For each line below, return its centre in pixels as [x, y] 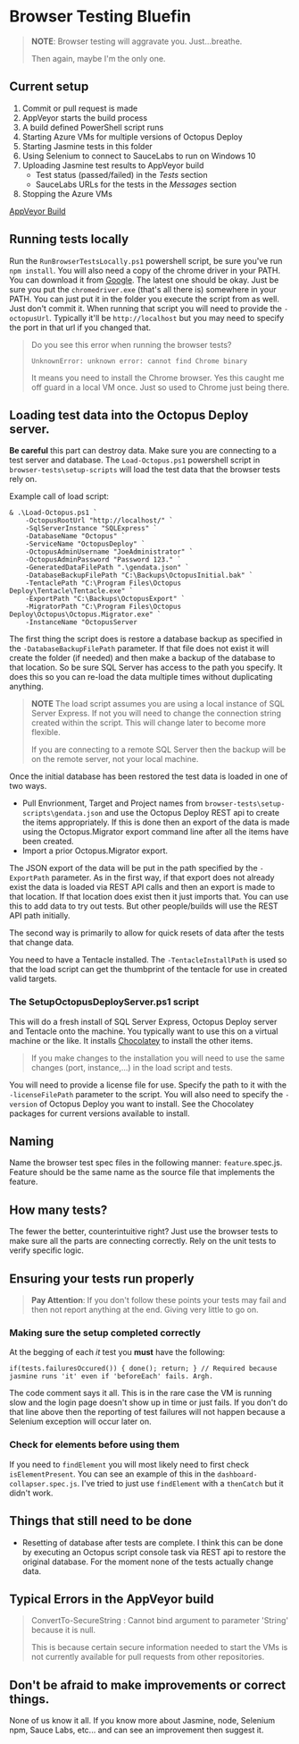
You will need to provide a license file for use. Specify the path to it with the [148, 1085]
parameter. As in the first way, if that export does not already [163, 877]
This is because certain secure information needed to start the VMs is [159, 1647]
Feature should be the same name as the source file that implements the [142, 1173]
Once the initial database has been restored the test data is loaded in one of [149, 776]
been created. [48, 842]
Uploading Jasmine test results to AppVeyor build [113, 165]
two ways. [28, 786]
